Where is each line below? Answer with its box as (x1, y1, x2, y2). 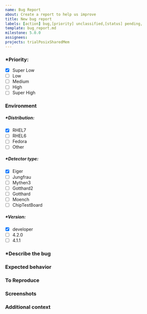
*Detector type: (5, 156, 39, 162)
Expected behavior (5, 263, 52, 270)
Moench (12, 196, 30, 202)
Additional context (5, 304, 51, 311)
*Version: (5, 214, 26, 220)
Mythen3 (12, 179, 31, 185)
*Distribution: (5, 115, 35, 121)
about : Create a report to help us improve (5, 12, 97, 17)
